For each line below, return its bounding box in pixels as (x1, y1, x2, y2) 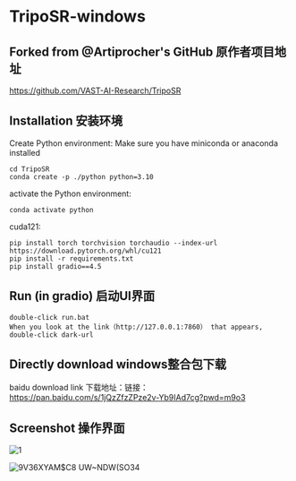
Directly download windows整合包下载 (9, 356, 227, 373)
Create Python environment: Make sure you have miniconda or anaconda (9, 137, 279, 149)
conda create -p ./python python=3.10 (9, 172, 154, 181)
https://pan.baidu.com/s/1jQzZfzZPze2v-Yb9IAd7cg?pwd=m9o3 (9, 392, 246, 403)
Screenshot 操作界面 (9, 420, 125, 435)
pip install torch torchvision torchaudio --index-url (9, 238, 218, 247)
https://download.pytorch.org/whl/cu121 (9, 246, 163, 255)
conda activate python (9, 205, 94, 214)
